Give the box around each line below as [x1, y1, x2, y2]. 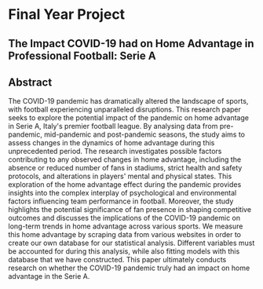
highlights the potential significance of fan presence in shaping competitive [8, 205, 252, 214]
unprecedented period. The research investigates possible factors [8, 147, 222, 156]
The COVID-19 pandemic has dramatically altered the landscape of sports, [8, 97, 249, 106]
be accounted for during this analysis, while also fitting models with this [8, 247, 240, 256]
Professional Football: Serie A [8, 49, 156, 62]
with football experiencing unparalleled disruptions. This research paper [8, 104, 242, 115]
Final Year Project [8, 5, 126, 24]
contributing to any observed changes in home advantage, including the [8, 155, 242, 164]
